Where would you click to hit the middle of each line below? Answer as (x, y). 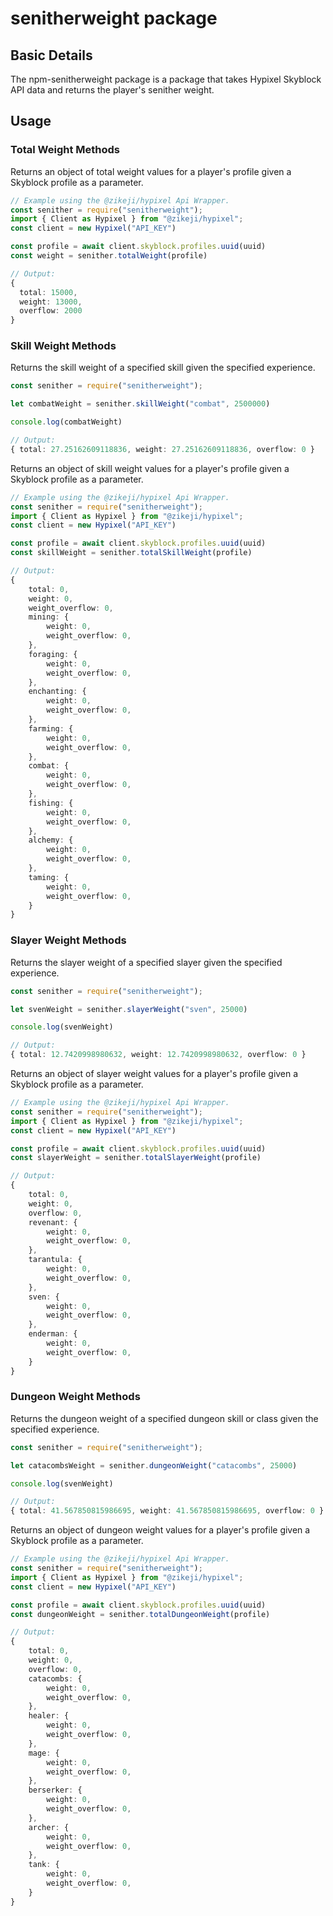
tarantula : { (55, 1260)
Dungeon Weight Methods (75, 1397)
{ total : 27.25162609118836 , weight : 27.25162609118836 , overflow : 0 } (162, 449)
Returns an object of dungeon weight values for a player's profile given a (160, 1530)
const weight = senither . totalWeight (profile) (109, 256)
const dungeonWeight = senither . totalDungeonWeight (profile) (140, 1614)
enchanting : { (57, 692)
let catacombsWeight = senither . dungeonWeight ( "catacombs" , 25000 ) (154, 1465)
